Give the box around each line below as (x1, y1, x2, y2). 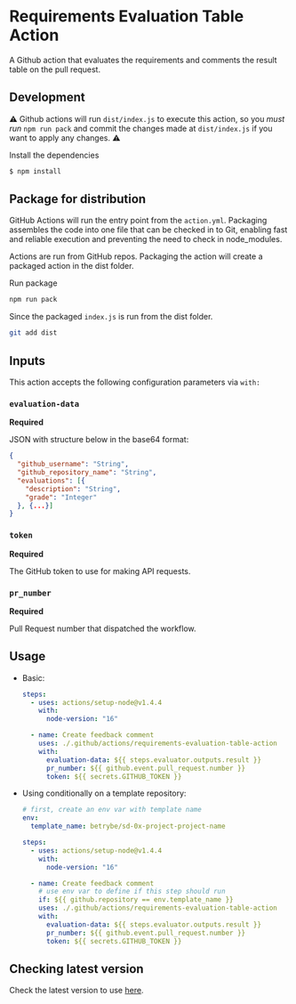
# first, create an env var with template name (21, 806, 202, 814)
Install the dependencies (9, 150, 100, 160)
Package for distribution (9, 191, 147, 206)
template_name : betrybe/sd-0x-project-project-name (30, 822, 226, 831)
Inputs (9, 353, 46, 368)
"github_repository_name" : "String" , (17, 468, 157, 477)
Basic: (21, 672, 45, 683)
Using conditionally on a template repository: (21, 788, 187, 798)
